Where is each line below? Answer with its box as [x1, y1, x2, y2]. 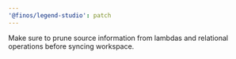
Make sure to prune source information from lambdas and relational [8, 33, 228, 42]
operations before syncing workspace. [8, 41, 135, 51]
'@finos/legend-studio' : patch [8, 11, 112, 20]
